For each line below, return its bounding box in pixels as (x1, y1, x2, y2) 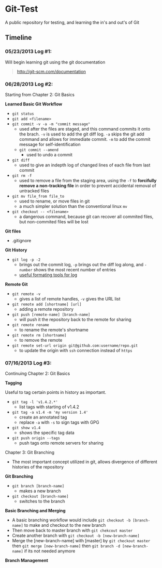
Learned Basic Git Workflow (5, 101, 62, 107)
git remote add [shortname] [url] (12, 302, 82, 307)
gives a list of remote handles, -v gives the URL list (19, 296, 121, 301)
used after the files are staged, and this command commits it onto (19, 126, 151, 132)
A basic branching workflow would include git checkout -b (12, 517, 131, 523)
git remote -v (12, 291, 41, 297)
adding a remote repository (19, 306, 74, 312)
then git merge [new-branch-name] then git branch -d (12, 543, 120, 549)
